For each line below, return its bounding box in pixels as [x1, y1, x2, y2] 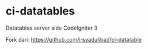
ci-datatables [5, 4, 75, 18]
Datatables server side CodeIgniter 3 [5, 24, 98, 31]
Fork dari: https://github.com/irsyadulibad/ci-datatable [5, 36, 142, 43]
